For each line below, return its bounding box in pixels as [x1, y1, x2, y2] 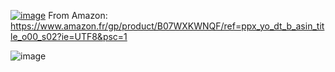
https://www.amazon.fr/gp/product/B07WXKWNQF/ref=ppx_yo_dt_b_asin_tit [10, 20, 325, 32]
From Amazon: [48, 10, 108, 21]
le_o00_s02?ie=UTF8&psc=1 [10, 31, 128, 42]
